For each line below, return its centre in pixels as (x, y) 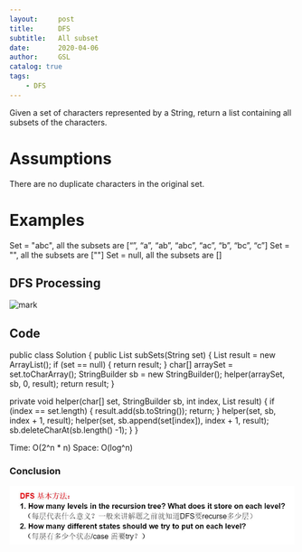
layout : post (42, 19)
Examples (47, 220)
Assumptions (61, 159)
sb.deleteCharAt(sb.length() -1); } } (74, 430)
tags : (19, 77)
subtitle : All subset (54, 38)
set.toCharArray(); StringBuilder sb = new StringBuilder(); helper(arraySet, (147, 374)
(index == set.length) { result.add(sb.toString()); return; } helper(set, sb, (143, 411)
